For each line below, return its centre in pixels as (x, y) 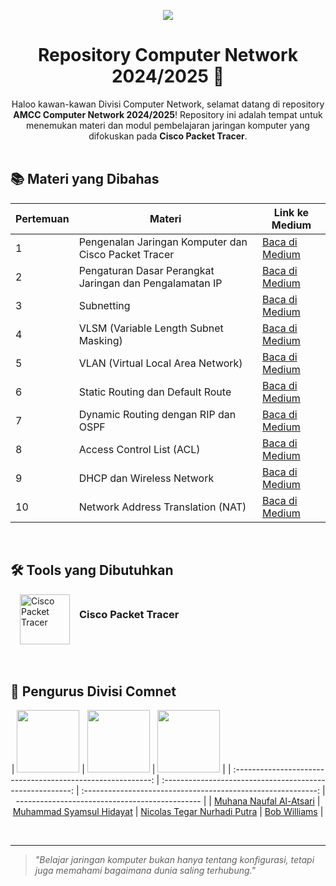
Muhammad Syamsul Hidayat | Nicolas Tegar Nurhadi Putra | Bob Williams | (168, 812)
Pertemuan (42, 218)
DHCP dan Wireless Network (146, 478)
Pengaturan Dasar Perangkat (146, 270)
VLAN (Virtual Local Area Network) (160, 363)
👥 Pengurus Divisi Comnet (93, 691)
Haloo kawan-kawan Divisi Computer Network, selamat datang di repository (168, 104)
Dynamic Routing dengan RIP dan (157, 414)
